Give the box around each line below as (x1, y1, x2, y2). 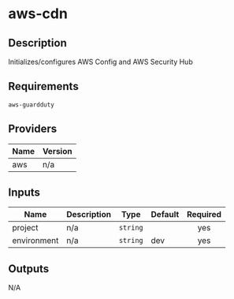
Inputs (8, 186, 41, 200)
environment (12, 235, 59, 246)
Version (42, 145, 72, 156)
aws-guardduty (8, 100, 55, 109)
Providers (8, 122, 58, 136)
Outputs (8, 262, 50, 275)
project (12, 222, 39, 234)
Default (150, 209, 180, 220)
